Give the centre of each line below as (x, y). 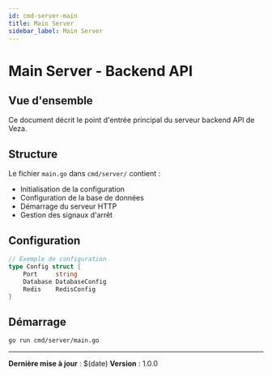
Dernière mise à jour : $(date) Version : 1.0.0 (83, 363)
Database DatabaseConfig (65, 281)
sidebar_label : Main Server (56, 31)
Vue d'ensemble (51, 101)
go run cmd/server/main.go (54, 340)
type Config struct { (45, 266)
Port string (51, 274)
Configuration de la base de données (82, 198)
